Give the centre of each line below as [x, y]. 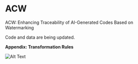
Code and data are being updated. [40, 37]
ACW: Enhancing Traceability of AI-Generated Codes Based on [69, 22]
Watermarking [20, 27]
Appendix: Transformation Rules [39, 47]
